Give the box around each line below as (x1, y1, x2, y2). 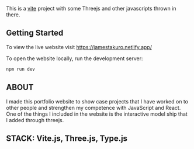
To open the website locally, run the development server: (6, 55, 143, 62)
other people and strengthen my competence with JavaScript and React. (6, 104, 181, 111)
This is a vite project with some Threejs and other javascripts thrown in (6, 5, 176, 12)
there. (6, 11, 20, 18)
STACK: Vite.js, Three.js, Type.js (6, 133, 127, 143)
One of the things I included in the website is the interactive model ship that (6, 110, 188, 117)
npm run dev (6, 66, 35, 72)
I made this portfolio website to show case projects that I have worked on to (6, 98, 189, 105)
